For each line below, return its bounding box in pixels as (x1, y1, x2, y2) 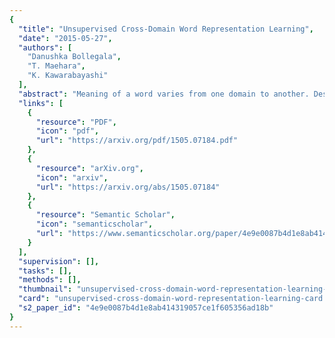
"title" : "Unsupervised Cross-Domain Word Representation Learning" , (18, 24, 314, 34)
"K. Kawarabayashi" (27, 71, 109, 81)
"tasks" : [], (18, 266, 73, 276)
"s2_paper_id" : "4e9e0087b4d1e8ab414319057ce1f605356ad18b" (18, 303, 274, 313)
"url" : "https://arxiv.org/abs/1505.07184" (35, 182, 221, 192)
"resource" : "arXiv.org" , (35, 163, 144, 173)
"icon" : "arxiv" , (35, 172, 109, 183)
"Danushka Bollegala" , (27, 52, 122, 62)
